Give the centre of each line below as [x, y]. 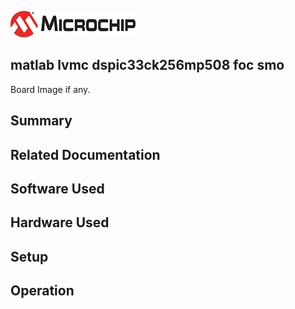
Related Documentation [85, 154]
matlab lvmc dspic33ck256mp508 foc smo [147, 65]
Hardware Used [60, 222]
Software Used [57, 188]
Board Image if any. [50, 89]
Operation [42, 291]
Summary [41, 121]
